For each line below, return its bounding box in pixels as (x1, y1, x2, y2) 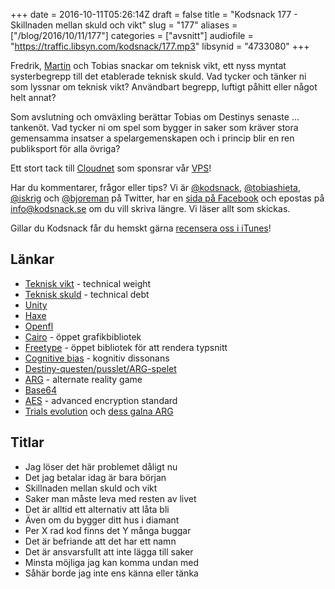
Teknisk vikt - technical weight (24, 277, 152, 289)
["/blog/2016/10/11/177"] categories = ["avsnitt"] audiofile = (10, 30, 254, 41)
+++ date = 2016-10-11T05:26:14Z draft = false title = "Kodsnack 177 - (10, 9, 298, 20)
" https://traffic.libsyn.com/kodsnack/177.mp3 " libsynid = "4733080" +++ (10, 40, 310, 52)
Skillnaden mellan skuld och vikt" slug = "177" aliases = (10, 19, 238, 31)
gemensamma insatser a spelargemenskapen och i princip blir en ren (10, 132, 295, 144)
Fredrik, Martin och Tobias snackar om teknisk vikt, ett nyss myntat (10, 60, 287, 71)
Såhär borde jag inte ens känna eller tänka (24, 567, 199, 579)
